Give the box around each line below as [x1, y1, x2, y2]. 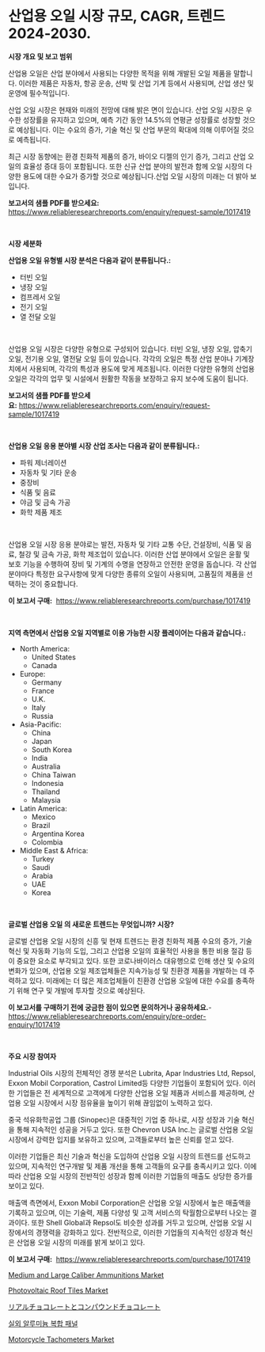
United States [31, 652, 77, 662]
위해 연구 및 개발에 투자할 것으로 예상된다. [16, 986, 146, 995]
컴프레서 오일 [19, 292, 61, 302]
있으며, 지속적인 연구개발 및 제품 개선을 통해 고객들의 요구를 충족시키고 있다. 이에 [8, 1161, 257, 1171]
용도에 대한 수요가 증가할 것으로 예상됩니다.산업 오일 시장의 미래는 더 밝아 [22, 171, 249, 180]
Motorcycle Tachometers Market [8, 1335, 115, 1344]
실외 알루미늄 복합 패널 [8, 1319, 78, 1328]
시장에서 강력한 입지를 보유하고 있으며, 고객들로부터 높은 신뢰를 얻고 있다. [8, 1134, 234, 1144]
